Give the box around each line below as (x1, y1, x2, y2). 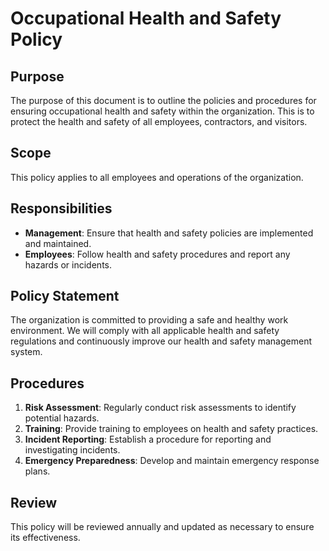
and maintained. (24, 237, 92, 249)
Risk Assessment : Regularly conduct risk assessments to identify (24, 402, 297, 414)
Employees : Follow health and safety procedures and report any (24, 248, 291, 260)
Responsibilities (10, 200, 113, 217)
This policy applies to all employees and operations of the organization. (10, 171, 304, 183)
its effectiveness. (10, 532, 81, 544)
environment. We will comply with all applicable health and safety (10, 325, 280, 337)
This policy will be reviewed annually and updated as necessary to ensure (10, 521, 315, 533)
